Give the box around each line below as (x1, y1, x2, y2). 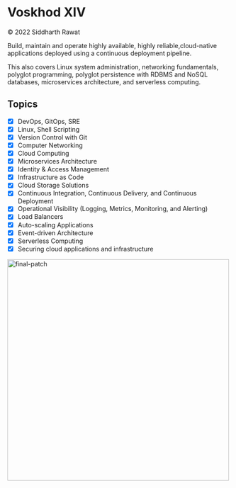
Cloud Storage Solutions (17, 181, 89, 190)
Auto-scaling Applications (17, 220, 94, 229)
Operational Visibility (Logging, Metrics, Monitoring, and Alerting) (17, 205, 208, 213)
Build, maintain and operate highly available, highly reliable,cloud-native (7, 41, 218, 50)
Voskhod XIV (7, 4, 86, 21)
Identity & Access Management (17, 165, 110, 174)
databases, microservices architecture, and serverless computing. (7, 77, 201, 86)
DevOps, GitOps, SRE (17, 117, 80, 125)
